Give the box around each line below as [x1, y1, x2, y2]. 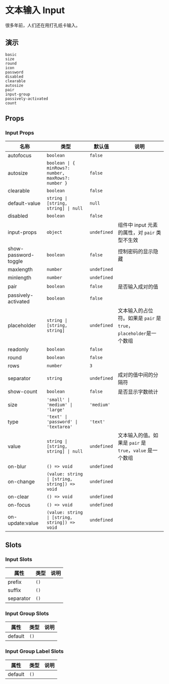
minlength [8, 274, 32, 281]
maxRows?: [46, 175, 70, 181]
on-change [8, 478, 35, 485]
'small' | [46, 397, 70, 403]
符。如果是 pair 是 [118, 315, 161, 322]
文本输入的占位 [118, 307, 153, 314]
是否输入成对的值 [118, 283, 158, 290]
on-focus [8, 502, 31, 509]
